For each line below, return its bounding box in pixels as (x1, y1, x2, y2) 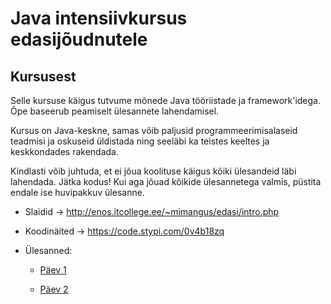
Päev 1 (39, 264, 67, 276)
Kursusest (10, 68, 77, 85)
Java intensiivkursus (10, 7, 188, 30)
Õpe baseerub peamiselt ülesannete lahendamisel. (10, 105, 220, 117)
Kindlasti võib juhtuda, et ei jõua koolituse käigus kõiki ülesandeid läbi (10, 165, 297, 177)
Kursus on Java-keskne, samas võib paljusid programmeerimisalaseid (10, 125, 298, 136)
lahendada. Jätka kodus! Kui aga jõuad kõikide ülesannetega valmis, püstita (10, 176, 322, 187)
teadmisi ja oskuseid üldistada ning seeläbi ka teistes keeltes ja (10, 135, 270, 147)
